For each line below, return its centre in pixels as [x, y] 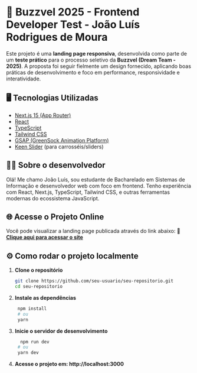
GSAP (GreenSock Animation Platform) [62, 140]
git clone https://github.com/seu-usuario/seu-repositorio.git [94, 281]
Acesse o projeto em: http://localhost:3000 [69, 364]
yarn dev [28, 353]
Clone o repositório [39, 270]
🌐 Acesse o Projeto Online [55, 217]
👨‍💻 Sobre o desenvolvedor [56, 165]
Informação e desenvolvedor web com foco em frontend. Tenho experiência [99, 186]
